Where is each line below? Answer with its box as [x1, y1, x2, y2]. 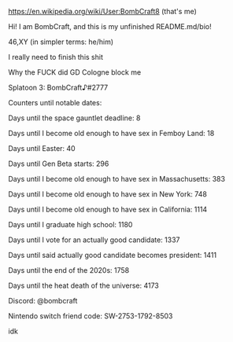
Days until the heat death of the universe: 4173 [8, 281, 160, 290]
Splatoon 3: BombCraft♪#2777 [8, 83, 109, 92]
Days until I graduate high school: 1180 [8, 220, 133, 229]
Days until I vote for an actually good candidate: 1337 [8, 235, 180, 245]
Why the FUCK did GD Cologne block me [8, 68, 142, 77]
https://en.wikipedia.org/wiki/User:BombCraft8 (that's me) [8, 7, 197, 16]
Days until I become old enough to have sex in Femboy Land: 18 [8, 129, 215, 138]
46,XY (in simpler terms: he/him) [8, 37, 114, 46]
